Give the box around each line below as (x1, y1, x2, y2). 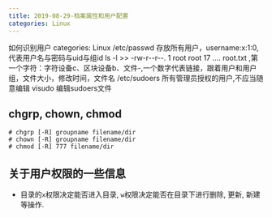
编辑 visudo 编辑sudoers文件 (15, 83, 112, 93)
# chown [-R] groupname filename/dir (8, 135, 136, 144)
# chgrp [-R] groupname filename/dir (8, 129, 136, 137)
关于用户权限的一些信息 (8, 167, 126, 181)
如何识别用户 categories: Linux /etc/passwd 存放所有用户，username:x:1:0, (8, 42, 259, 53)
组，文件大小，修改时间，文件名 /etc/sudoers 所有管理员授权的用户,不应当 (8, 73, 257, 83)
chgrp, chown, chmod (8, 107, 122, 121)
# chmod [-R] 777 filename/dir (8, 143, 114, 151)
